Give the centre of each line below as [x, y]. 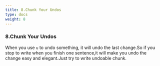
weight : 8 [15, 19]
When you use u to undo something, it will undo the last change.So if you [80, 47]
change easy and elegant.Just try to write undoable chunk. [66, 58]
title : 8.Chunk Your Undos [33, 10]
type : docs [16, 14]
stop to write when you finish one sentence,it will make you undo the [76, 52]
